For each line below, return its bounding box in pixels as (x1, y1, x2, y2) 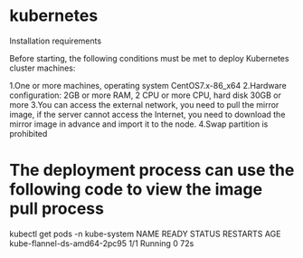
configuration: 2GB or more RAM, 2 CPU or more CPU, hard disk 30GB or (9, 90, 282, 100)
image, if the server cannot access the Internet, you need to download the (9, 109, 286, 119)
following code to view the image (9, 179, 263, 200)
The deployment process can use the (9, 160, 295, 181)
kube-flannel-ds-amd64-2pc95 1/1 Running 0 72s (9, 237, 194, 249)
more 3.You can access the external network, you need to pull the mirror (9, 99, 279, 110)
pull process (9, 198, 104, 219)
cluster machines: (9, 62, 76, 73)
